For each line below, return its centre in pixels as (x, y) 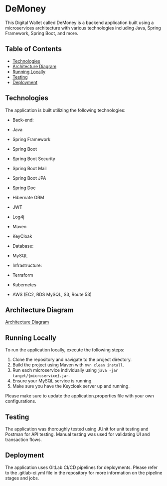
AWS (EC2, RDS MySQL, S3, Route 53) (52, 294)
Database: (23, 246)
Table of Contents (34, 49)
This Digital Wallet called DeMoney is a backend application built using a (80, 23)
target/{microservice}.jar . (41, 375)
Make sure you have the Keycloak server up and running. (71, 386)
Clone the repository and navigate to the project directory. (72, 360)
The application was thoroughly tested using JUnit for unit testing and (77, 429)
